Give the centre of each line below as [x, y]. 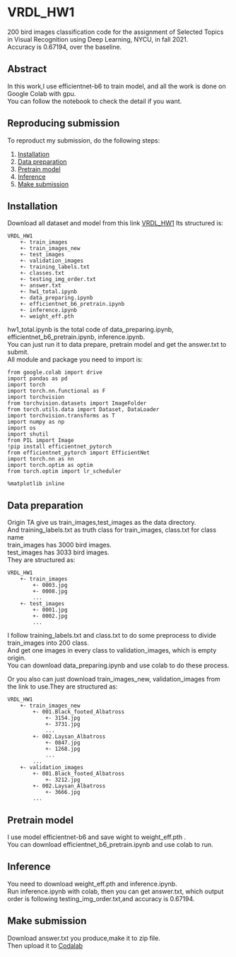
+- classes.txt [42, 273]
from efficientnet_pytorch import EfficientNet [79, 453]
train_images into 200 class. [48, 643]
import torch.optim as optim [50, 465]
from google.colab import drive [55, 373]
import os [22, 428]
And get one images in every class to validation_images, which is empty [112, 650]
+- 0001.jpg [51, 610]
